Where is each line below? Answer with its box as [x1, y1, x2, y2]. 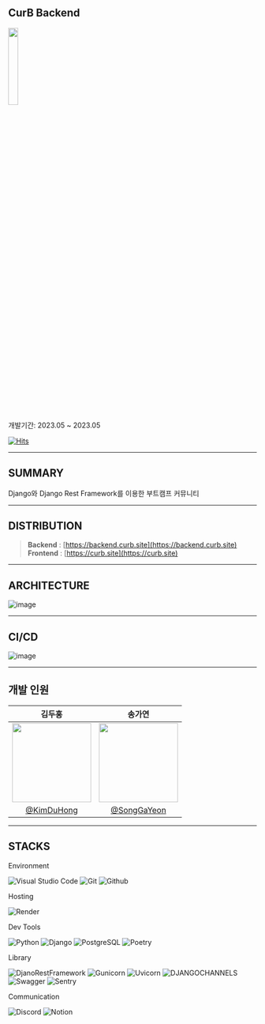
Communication [8, 992, 60, 1001]
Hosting [8, 891, 34, 901]
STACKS [8, 840, 50, 853]
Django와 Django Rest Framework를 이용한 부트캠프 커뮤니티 [8, 488, 200, 498]
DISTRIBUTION [8, 519, 83, 533]
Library [8, 952, 32, 962]
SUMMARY [8, 466, 65, 480]
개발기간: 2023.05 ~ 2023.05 [8, 420, 101, 430]
